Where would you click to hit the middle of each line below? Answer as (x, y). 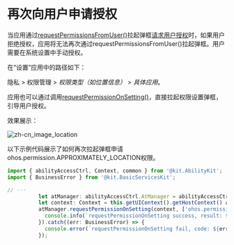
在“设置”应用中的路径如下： (47, 67)
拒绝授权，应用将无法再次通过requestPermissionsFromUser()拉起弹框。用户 (116, 43)
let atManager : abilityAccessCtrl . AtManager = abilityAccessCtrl (135, 196)
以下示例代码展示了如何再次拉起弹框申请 (65, 149)
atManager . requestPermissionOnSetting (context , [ (112, 209)
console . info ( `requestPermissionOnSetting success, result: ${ (138, 216)
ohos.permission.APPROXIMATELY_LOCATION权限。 (83, 157)
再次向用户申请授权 (62, 14)
